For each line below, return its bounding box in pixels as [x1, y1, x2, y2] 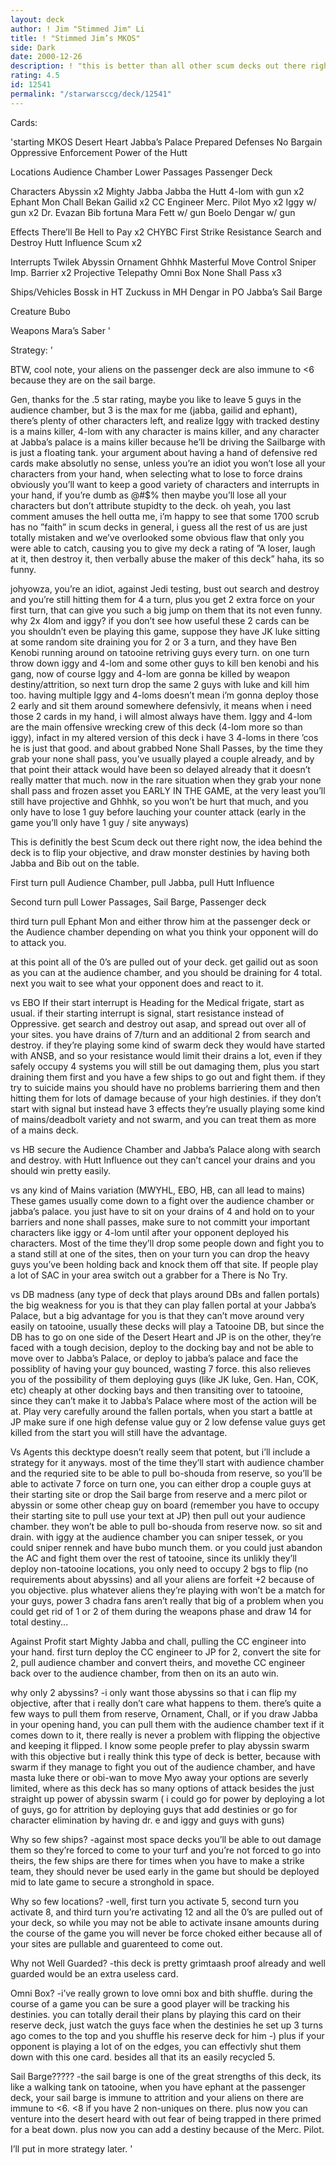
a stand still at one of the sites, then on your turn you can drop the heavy [10, 1247, 310, 1260]
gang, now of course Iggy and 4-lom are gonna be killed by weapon [10, 667, 291, 680]
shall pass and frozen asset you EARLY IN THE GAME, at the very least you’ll [10, 784, 326, 796]
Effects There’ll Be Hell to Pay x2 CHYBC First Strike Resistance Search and [10, 226, 322, 238]
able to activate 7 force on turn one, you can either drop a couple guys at [10, 1477, 312, 1490]
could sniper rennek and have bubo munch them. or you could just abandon [10, 1541, 323, 1553]
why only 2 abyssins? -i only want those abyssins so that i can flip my [10, 1686, 297, 1698]
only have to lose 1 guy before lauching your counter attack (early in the [10, 806, 307, 818]
